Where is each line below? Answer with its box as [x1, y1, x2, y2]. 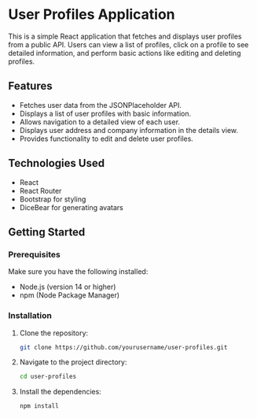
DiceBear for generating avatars [19, 202, 123, 212]
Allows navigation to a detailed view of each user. [19, 117, 181, 127]
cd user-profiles [19, 372, 77, 381]
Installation [8, 310, 53, 321]
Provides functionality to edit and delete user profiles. [19, 134, 194, 143]
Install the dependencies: [19, 387, 102, 397]
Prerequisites [8, 249, 61, 260]
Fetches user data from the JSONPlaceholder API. [19, 100, 182, 109]
